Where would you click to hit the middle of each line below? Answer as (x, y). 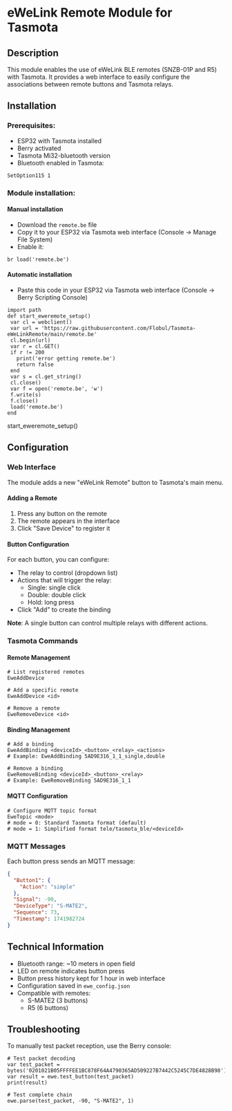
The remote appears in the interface (68, 521)
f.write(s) (26, 395)
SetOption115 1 (29, 175)
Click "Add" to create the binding (64, 609)
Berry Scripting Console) (52, 297)
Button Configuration (38, 544)
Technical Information (56, 947)
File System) (35, 239)
